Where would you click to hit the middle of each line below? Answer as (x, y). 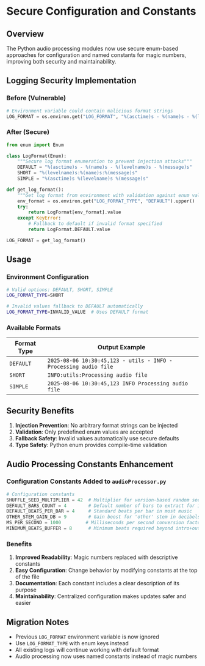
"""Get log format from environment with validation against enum (103, 195)
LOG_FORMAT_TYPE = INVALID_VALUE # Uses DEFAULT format (77, 312)
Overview (25, 34)
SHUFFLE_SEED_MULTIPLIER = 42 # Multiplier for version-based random (98, 500)
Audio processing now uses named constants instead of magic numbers (106, 656)
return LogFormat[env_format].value (75, 212)
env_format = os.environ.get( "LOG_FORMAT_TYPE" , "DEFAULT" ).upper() (106, 201)
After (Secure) (28, 132)
